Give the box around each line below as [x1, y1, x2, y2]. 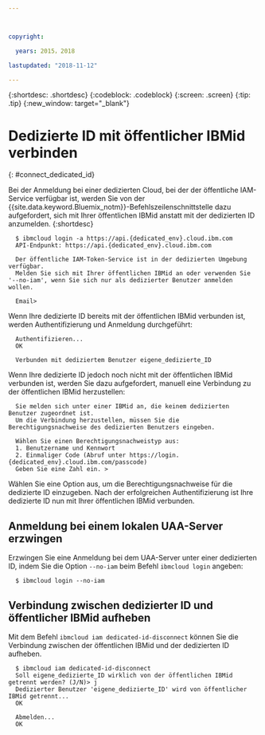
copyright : [8, 33, 45, 41]
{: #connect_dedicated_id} [8, 170, 95, 179]
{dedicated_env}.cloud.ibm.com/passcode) [8, 458, 148, 466]
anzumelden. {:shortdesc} [8, 219, 94, 229]
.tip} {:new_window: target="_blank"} [8, 99, 130, 108]
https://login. [129, 451, 180, 459]
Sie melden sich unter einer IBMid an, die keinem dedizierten [15, 403, 229, 411]
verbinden [8, 143, 78, 162]
